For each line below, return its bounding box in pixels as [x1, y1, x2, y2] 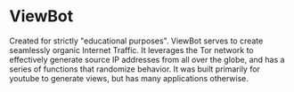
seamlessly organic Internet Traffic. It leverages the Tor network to [9, 44, 254, 55]
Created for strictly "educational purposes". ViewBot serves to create [9, 35, 264, 46]
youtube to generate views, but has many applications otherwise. [9, 73, 249, 83]
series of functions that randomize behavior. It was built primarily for [9, 64, 261, 74]
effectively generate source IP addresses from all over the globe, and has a [9, 54, 285, 65]
